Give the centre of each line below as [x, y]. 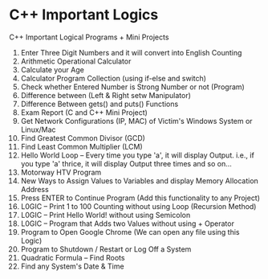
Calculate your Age [53, 69]
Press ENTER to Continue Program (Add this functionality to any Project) [140, 198]
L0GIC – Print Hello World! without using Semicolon [106, 215]
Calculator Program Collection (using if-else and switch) [114, 78]
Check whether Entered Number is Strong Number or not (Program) [133, 87]
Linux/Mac [38, 129]
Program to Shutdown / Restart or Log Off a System [106, 249]
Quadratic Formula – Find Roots [73, 257]
